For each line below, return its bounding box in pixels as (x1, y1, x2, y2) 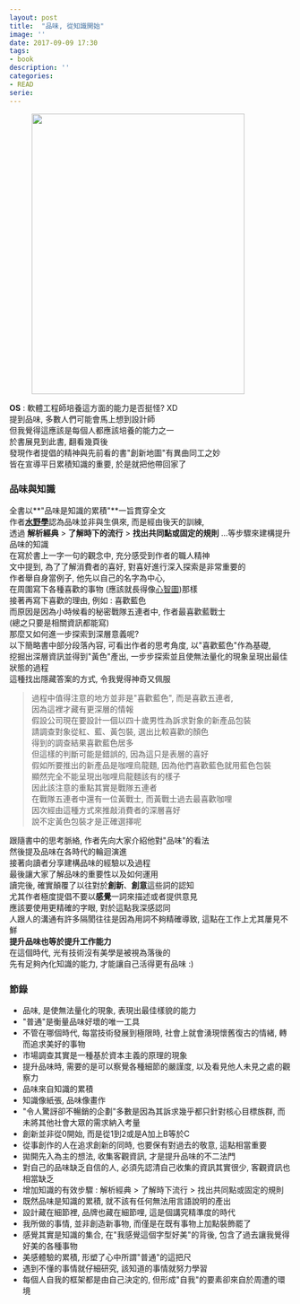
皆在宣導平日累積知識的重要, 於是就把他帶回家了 (9, 459, 186, 469)
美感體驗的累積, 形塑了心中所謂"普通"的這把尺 (21, 1252, 192, 1263)
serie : (9, 88, 34, 97)
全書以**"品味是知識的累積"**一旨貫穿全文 (9, 504, 167, 516)
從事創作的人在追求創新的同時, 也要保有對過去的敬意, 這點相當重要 (21, 1140, 267, 1151)
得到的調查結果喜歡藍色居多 (30, 737, 134, 748)
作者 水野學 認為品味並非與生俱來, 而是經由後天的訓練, (9, 516, 205, 527)
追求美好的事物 (30, 1038, 86, 1050)
